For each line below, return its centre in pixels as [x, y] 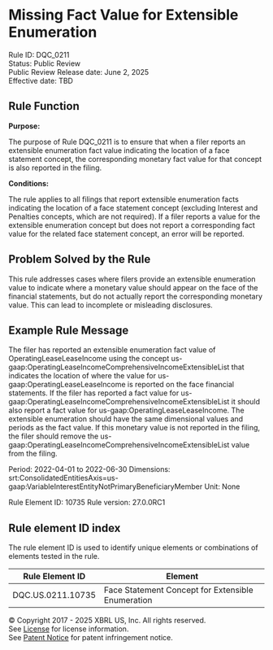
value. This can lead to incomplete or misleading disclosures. [110, 305]
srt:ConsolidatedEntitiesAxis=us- [64, 478]
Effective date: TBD [41, 81]
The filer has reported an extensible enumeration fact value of [112, 350]
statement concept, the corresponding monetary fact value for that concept [135, 159]
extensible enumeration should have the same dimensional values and [126, 419]
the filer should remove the [54, 436]
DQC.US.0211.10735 [54, 595]
